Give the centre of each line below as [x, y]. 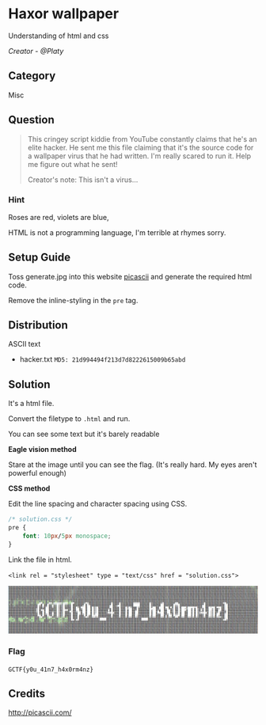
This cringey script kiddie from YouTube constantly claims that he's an [142, 139]
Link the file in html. [40, 560]
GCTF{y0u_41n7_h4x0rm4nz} [51, 670]
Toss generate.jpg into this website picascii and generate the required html [130, 276]
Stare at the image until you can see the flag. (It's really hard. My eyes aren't [133, 465]
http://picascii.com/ [40, 712]
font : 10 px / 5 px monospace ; [67, 536]
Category [32, 76]
